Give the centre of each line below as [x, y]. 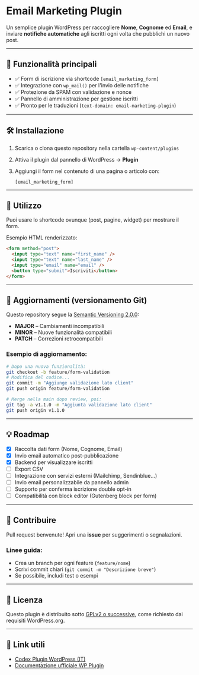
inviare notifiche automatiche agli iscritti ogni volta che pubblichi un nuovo [98, 33]
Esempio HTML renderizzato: [42, 238]
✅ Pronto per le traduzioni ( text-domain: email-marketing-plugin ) [95, 105]
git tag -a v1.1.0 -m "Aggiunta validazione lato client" [79, 405]
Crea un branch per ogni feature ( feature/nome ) [73, 563]
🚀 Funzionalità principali [52, 64]
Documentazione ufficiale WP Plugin [59, 665]
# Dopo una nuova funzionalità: [46, 367]
